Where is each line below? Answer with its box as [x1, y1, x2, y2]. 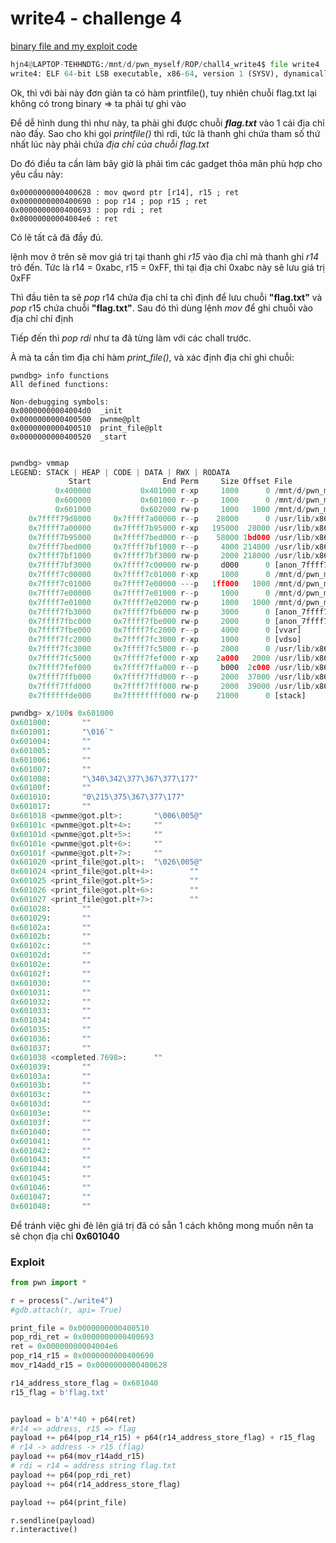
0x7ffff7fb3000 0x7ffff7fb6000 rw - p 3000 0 [28, 607, 271, 617]
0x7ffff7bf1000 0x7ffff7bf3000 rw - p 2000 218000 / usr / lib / [28, 551, 315, 561]
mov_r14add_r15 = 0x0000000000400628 [10, 1360, 168, 1371]
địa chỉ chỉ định [10, 312, 74, 324]
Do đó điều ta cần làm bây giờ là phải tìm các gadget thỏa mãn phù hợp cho [10, 157, 323, 169]
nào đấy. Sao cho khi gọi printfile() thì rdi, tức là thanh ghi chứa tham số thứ [10, 127, 321, 139]
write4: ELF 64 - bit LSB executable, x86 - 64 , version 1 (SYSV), [10, 68, 280, 79]
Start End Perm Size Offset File [68, 477, 293, 487]
